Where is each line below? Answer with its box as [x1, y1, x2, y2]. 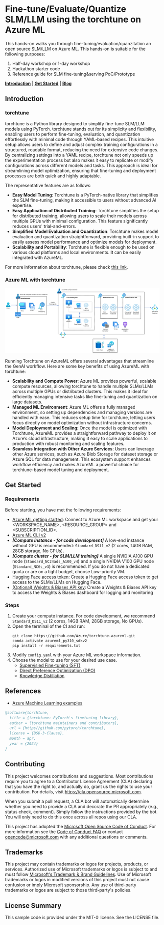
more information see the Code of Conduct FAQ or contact [5, 829, 123, 835]
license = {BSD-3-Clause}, [9, 731, 65, 736]
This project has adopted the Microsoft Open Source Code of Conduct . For [5, 823, 156, 829]
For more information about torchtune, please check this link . [5, 264, 128, 270]
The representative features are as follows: [5, 182, 92, 188]
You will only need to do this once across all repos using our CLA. [5, 814, 138, 820]
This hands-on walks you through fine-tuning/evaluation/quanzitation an [5, 40, 151, 46]
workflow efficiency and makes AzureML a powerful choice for [12, 462, 140, 468]
